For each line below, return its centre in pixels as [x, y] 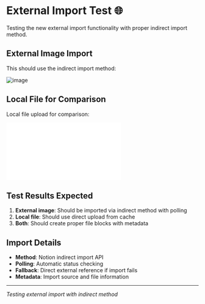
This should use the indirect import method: [61, 68]
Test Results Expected [50, 196]
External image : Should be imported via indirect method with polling [101, 211]
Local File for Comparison [56, 99]
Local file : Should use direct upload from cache [75, 217]
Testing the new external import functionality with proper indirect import [97, 27]
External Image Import [49, 53]
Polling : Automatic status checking [59, 264]
